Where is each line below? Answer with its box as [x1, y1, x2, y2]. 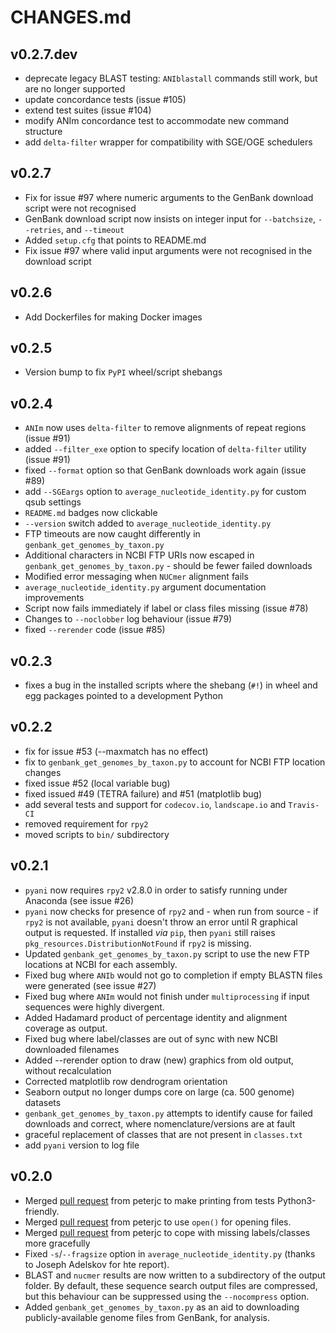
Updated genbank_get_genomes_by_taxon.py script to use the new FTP [24, 947, 310, 960]
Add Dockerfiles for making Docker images [24, 311, 203, 323]
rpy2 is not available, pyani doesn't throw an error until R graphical [24, 916, 298, 928]
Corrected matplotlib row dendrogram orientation [24, 1075, 228, 1087]
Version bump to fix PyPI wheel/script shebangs [24, 366, 223, 378]
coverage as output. [24, 1022, 108, 1034]
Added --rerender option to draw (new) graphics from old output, [24, 1054, 295, 1066]
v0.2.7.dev [10, 46, 78, 63]
